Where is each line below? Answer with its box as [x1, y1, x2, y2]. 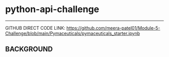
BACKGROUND [5, 45, 53, 53]
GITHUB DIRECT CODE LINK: [5, 25, 65, 31]
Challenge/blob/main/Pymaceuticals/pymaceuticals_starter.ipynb [5, 30, 140, 36]
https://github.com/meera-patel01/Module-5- [66, 25, 160, 31]
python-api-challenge [5, 4, 100, 15]
